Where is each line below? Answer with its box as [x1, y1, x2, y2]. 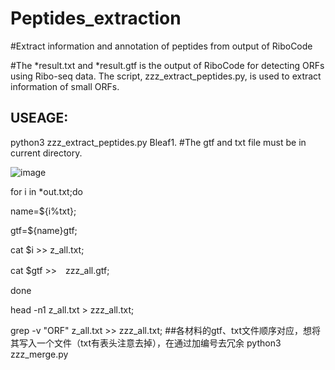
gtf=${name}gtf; [10, 224, 78, 236]
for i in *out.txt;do [10, 185, 83, 197]
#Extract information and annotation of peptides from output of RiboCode [10, 40, 313, 52]
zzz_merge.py [10, 348, 69, 360]
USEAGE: [10, 110, 69, 127]
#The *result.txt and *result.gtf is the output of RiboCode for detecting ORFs [10, 59, 325, 71]
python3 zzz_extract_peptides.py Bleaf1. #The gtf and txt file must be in [10, 136, 307, 148]
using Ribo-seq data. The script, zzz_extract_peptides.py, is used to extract [10, 70, 322, 82]
